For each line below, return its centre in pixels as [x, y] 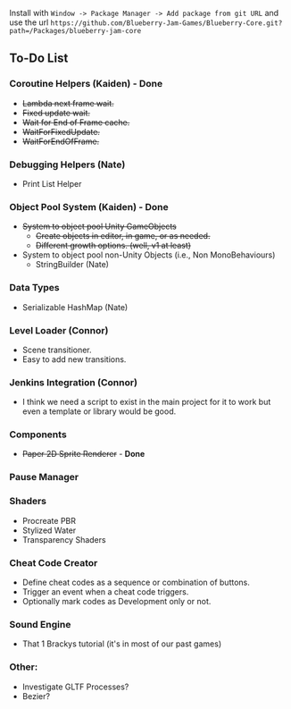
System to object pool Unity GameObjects [99, 226]
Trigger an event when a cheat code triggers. [105, 591]
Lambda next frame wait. [68, 103]
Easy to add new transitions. [74, 359]
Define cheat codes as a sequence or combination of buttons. [136, 582]
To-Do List [39, 59]
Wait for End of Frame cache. [76, 122]
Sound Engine [40, 624]
